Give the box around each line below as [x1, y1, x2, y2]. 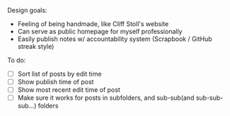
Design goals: [7, 6, 47, 14]
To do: [7, 56, 26, 64]
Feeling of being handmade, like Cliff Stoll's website [17, 20, 169, 28]
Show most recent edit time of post [17, 86, 120, 94]
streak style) [17, 42, 54, 50]
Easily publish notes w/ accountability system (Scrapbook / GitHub [17, 35, 212, 43]
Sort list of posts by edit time [17, 70, 102, 78]
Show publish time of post [17, 78, 94, 86]
